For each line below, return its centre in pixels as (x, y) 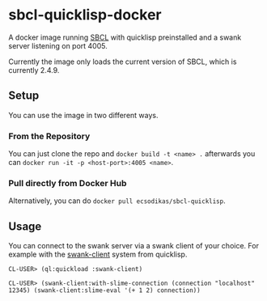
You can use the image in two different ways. (84, 115)
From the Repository (49, 136)
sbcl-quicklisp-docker (85, 15)
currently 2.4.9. (34, 70)
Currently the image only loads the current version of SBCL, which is (123, 61)
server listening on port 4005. (58, 45)
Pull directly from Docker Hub (68, 183)
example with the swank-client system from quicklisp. (98, 254)
